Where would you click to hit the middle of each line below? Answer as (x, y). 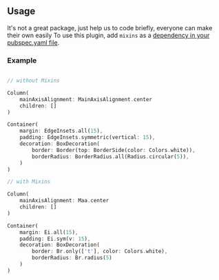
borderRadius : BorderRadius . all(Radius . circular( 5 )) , (111, 157)
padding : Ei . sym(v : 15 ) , (55, 239)
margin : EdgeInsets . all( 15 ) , (61, 131)
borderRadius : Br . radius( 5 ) (72, 258)
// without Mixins (33, 81)
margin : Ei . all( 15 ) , (49, 232)
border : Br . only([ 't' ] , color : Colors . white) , (100, 251)
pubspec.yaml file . (33, 42)
